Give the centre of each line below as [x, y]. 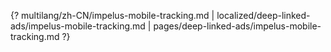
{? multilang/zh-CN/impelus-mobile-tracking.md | [112, 15]
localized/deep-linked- [263, 15]
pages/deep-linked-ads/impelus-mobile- [237, 26]
